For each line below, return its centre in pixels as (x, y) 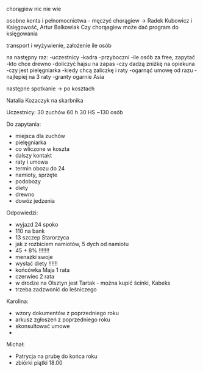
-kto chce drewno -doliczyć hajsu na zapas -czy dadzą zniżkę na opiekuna (101, 64)
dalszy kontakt (34, 155)
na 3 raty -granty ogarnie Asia (66, 77)
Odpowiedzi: (22, 213)
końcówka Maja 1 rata (42, 270)
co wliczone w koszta (42, 149)
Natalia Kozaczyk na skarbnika (45, 100)
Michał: (16, 344)
